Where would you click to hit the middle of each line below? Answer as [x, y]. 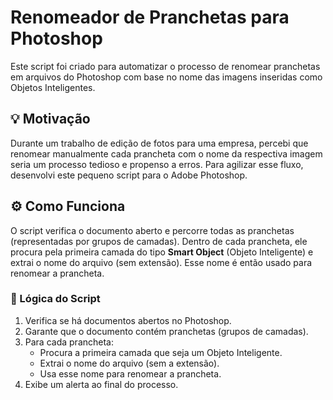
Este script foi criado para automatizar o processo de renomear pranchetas [165, 66]
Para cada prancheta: [69, 342]
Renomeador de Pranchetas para [150, 17]
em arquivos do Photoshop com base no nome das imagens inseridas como [166, 77]
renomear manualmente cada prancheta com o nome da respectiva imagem [166, 153]
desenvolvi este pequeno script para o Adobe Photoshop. [129, 175]
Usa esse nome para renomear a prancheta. [130, 373]
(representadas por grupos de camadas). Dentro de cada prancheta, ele [159, 241]
